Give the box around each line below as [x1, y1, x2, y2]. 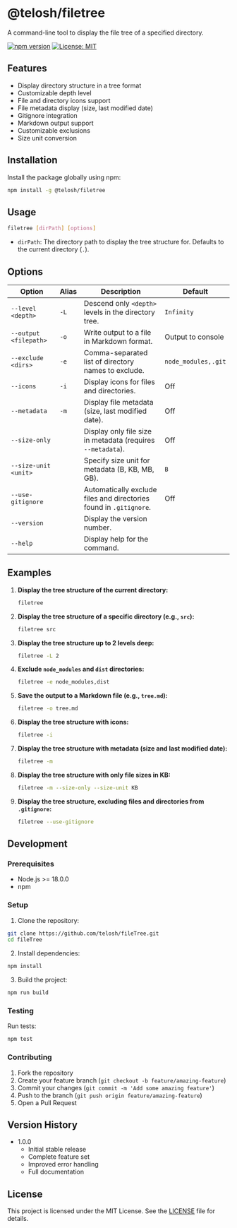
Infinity [164, 308, 194, 316]
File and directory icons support [17, 96, 111, 105]
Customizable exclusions [17, 126, 90, 135]
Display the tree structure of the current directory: [17, 585, 169, 594]
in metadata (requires [83, 435, 155, 445]
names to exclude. [83, 365, 145, 375]
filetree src [17, 626, 56, 633]
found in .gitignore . [83, 502, 152, 512]
